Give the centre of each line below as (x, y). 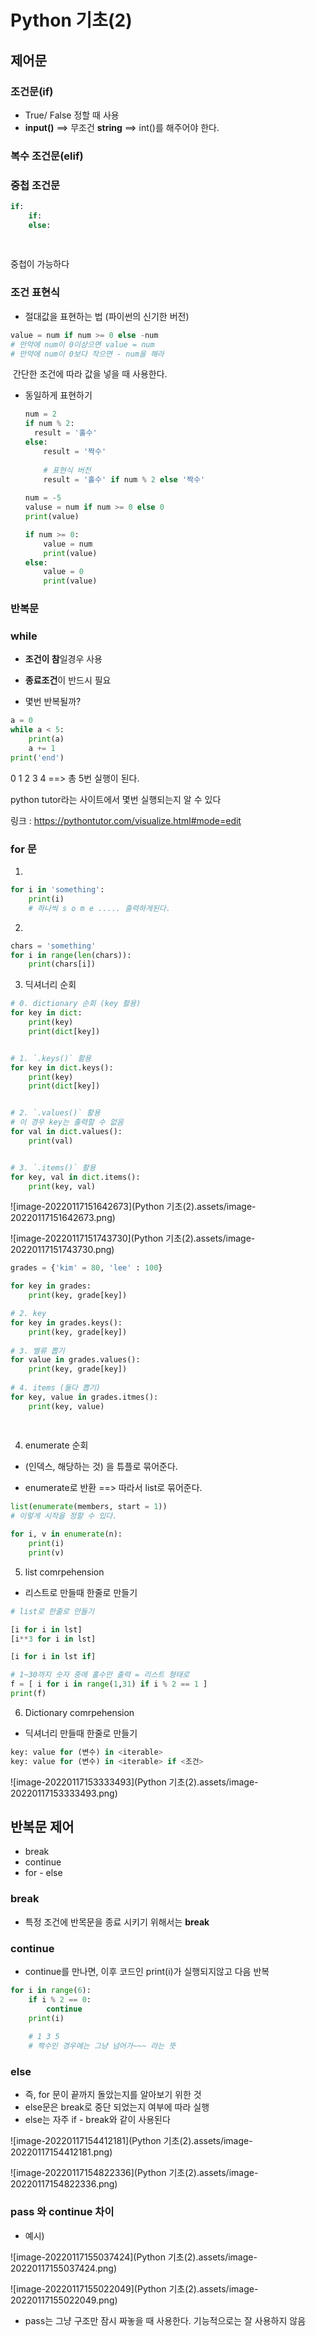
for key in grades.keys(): (66, 1322)
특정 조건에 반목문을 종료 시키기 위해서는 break (117, 1922)
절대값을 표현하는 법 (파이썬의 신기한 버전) (107, 316)
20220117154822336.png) (64, 2184)
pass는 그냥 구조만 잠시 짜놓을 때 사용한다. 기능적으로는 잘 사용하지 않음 (165, 2320)
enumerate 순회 (56, 1445)
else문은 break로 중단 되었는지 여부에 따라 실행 (117, 2107)
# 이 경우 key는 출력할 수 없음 (67, 1122)
